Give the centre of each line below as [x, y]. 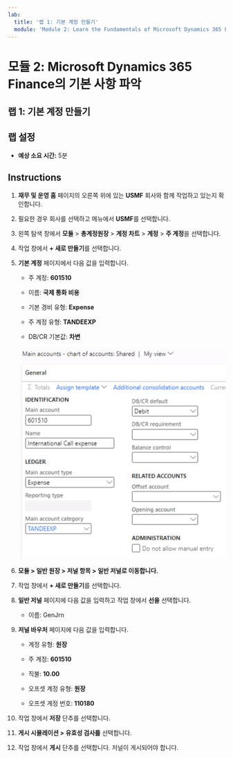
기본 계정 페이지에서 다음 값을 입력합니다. [73, 263]
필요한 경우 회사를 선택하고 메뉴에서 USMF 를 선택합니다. [94, 218]
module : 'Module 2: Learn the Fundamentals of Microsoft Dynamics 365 [118, 29]
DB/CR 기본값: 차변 [54, 336]
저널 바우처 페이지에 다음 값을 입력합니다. [73, 630]
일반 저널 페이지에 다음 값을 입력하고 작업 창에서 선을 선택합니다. [104, 601]
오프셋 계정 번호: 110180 [61, 703]
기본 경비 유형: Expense [61, 307]
